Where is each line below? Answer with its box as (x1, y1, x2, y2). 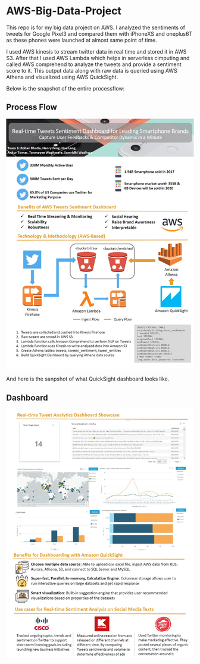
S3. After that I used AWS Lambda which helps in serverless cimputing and (6, 54, 190, 61)
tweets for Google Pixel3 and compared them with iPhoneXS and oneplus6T (6, 30, 193, 37)
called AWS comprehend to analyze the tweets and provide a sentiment (6, 61, 182, 68)
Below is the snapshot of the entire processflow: (6, 85, 125, 92)
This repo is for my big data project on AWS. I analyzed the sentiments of (6, 24, 186, 31)
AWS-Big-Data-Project (6, 4, 122, 18)
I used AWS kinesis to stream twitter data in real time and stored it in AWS (6, 48, 187, 55)
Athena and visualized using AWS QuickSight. (6, 73, 118, 80)
